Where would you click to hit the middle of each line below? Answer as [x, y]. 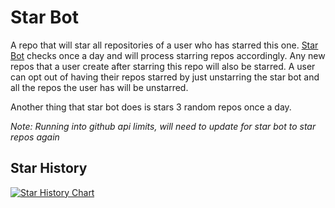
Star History [49, 168]
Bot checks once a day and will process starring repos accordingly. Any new [168, 55]
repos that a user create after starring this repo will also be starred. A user [163, 66]
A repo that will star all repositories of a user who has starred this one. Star [164, 45]
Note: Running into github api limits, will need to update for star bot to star [163, 126]
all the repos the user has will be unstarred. [99, 87]
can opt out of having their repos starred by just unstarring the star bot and [165, 77]
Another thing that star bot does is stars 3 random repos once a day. [151, 107]
